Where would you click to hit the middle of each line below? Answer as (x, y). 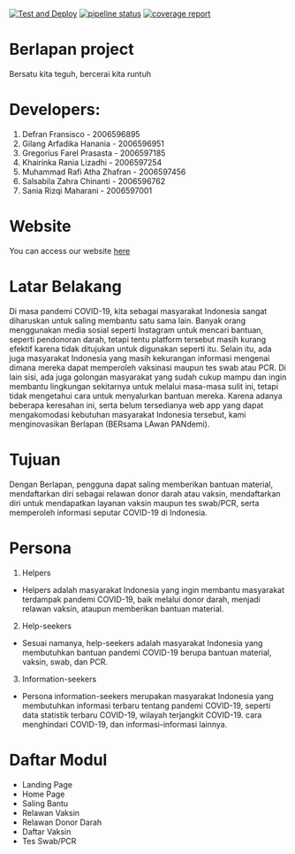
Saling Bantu (45, 803)
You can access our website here (70, 250)
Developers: (55, 110)
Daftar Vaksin (46, 831)
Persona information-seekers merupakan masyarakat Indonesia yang (147, 696)
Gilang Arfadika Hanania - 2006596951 (93, 143)
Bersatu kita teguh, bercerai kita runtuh (80, 73)
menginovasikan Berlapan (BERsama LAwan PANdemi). (110, 424)
